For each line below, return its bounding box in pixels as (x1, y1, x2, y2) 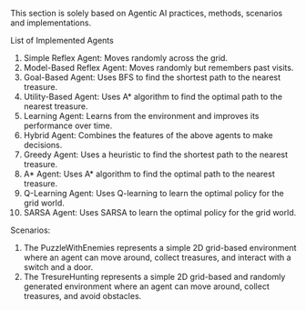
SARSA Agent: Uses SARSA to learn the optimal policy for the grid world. (23, 207, 297, 217)
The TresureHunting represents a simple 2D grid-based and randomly (23, 272, 286, 282)
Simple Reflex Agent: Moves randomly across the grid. (23, 53, 229, 63)
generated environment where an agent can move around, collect (23, 281, 270, 292)
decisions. (23, 140, 63, 150)
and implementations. (10, 17, 92, 28)
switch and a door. (23, 262, 94, 272)
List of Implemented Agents (10, 35, 115, 45)
